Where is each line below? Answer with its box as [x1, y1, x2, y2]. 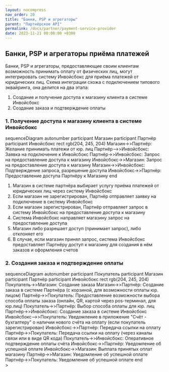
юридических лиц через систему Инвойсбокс [12, 188, 112, 194]
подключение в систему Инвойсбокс [12, 199, 93, 205]
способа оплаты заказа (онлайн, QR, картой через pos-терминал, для [5, 298, 156, 304]
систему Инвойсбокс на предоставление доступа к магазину [12, 209, 145, 216]
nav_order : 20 [5, 12, 35, 17]
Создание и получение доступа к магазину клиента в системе [12, 94, 148, 100]
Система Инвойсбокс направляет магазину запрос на [12, 215, 130, 221]
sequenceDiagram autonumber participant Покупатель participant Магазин [5, 271, 163, 277]
